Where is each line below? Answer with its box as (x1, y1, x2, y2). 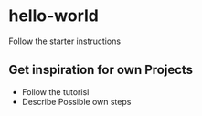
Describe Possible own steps (21, 96, 132, 107)
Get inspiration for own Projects (8, 62, 194, 78)
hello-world (8, 5, 100, 26)
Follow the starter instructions (8, 36, 121, 47)
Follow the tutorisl (21, 86, 90, 97)
